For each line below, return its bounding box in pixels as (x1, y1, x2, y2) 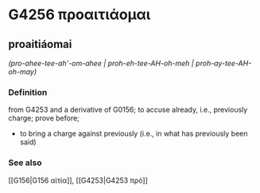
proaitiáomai (8, 37, 72, 51)
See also (8, 157, 42, 168)
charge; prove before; (8, 113, 80, 123)
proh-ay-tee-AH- (196, 58, 252, 68)
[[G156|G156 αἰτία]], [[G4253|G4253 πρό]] (8, 175, 149, 185)
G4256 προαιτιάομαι (8, 6, 151, 24)
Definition (8, 86, 48, 97)
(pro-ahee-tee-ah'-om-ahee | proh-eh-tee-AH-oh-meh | (8, 58, 195, 68)
